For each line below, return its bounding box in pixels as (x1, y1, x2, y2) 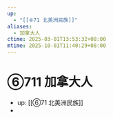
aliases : (7, 23, 32, 30)
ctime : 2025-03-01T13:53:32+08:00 (7, 36, 107, 43)
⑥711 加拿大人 (7, 74, 93, 90)
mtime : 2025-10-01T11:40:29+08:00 (7, 42, 107, 49)
